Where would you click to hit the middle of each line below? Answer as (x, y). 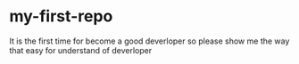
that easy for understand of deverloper (81, 50)
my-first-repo (61, 16)
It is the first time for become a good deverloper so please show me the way (149, 41)
